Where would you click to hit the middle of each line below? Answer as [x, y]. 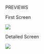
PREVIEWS [17, 7]
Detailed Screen [22, 37]
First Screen [18, 17]
